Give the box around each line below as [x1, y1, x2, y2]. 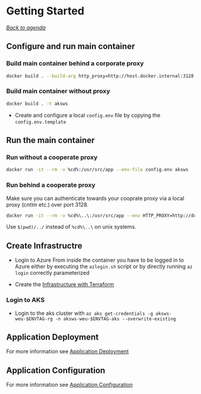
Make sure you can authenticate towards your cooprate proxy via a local [6, 195, 184, 202]
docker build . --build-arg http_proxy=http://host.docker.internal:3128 [6, 73, 194, 79]
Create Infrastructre [6, 241, 83, 251]
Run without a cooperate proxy [6, 153, 98, 161]
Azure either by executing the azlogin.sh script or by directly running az [14, 263, 193, 270]
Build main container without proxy [6, 87, 111, 95]
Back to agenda [6, 24, 46, 31]
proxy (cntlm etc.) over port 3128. [6, 201, 89, 208]
